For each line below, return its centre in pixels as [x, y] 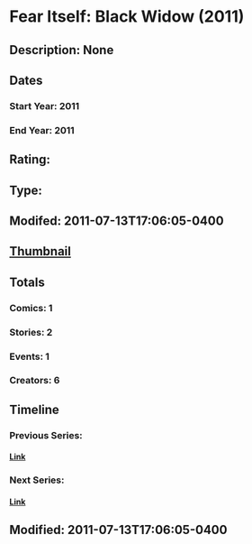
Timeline [35, 409]
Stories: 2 [31, 332]
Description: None [62, 50]
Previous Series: [46, 435]
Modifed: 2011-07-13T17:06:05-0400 [117, 221]
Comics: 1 [31, 308]
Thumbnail [40, 251]
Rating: [30, 160]
